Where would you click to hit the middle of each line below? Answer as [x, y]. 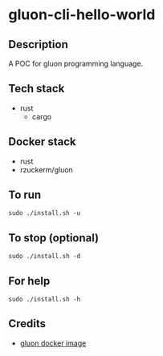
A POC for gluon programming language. [76, 63]
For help [29, 281]
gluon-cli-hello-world [82, 15]
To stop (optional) [53, 238]
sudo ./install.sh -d [45, 257]
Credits [27, 324]
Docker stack [42, 142]
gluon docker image [53, 343]
